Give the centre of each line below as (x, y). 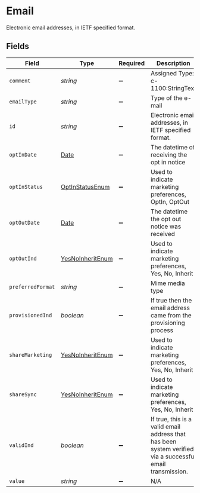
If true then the (171, 300)
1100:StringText (174, 88)
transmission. (170, 471)
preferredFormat (32, 287)
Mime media (168, 283)
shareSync (23, 394)
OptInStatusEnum (85, 186)
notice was (166, 226)
